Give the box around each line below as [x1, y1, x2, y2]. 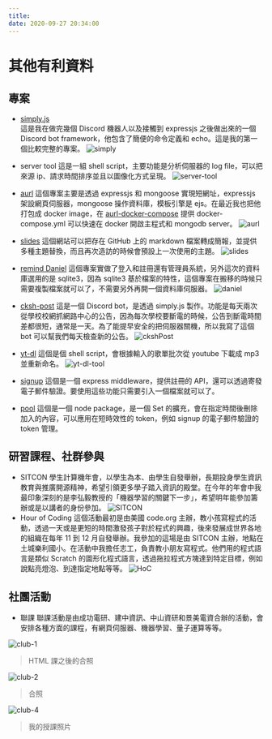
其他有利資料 [8, 57, 95, 75]
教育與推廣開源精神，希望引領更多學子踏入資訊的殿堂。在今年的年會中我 [19, 483, 261, 492]
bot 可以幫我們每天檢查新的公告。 [19, 331, 134, 341]
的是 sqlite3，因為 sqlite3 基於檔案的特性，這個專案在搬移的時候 [41, 273, 256, 283]
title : [8, 11, 31, 20]
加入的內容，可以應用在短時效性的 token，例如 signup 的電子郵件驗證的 [19, 413, 259, 423]
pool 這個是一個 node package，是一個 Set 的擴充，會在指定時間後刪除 [19, 403, 258, 413]
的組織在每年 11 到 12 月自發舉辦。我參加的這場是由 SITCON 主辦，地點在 [19, 533, 264, 544]
